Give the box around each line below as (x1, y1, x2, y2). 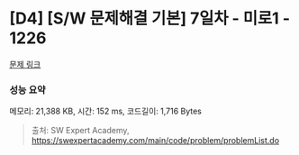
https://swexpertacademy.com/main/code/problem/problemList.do (31, 135, 280, 146)
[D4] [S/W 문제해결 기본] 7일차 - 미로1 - (9, 8, 291, 29)
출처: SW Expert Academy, (31, 125, 130, 136)
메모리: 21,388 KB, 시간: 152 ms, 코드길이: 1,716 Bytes (9, 105, 203, 117)
